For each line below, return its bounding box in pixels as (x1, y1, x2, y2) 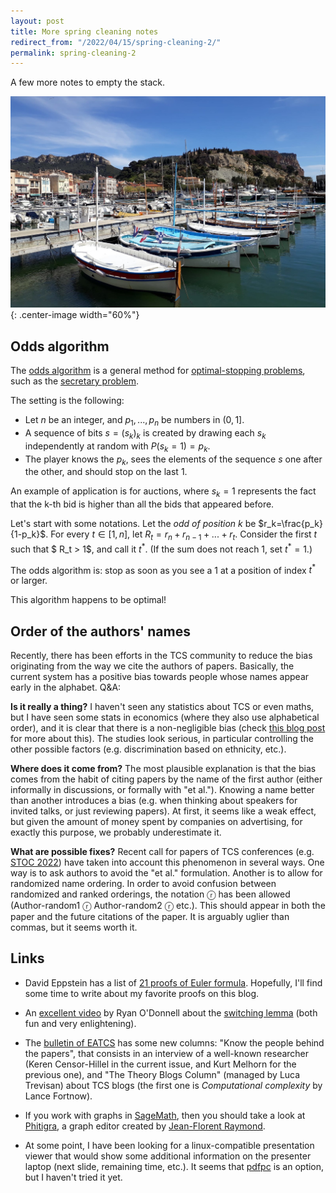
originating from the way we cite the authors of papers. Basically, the (10, 660, 295, 672)
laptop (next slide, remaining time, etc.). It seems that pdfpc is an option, (24, 1160, 325, 1172)
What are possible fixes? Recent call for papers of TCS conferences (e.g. (10, 846, 315, 858)
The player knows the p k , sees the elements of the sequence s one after (24, 453, 323, 467)
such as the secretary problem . (10, 375, 140, 387)
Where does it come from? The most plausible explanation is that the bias (10, 763, 317, 775)
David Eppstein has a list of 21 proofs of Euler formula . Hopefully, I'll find (24, 976, 323, 989)
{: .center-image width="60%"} (10, 309, 140, 321)
